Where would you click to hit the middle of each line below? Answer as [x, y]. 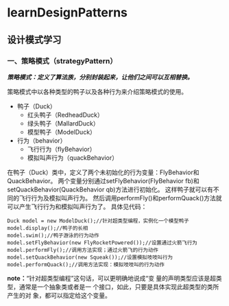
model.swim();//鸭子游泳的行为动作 [53, 235]
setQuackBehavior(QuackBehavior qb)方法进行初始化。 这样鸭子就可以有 [110, 189]
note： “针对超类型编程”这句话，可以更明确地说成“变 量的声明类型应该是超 [112, 278]
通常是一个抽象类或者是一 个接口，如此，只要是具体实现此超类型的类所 [119, 287]
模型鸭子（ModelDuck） [61, 132]
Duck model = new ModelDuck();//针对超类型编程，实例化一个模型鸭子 [98, 221]
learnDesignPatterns [68, 13]
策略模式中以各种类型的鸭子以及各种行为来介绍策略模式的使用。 [97, 91]
